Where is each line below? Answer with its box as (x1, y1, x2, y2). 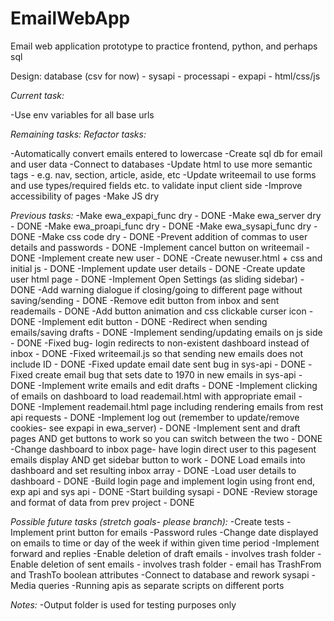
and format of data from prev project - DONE (10, 496, 195, 508)
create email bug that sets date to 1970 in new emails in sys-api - (34, 368, 303, 381)
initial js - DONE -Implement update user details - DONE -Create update (10, 262, 306, 274)
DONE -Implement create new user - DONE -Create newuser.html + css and (10, 252, 323, 264)
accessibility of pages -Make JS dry (10, 190, 160, 202)
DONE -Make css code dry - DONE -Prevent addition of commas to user (10, 230, 308, 242)
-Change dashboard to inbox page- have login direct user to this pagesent (10, 443, 317, 455)
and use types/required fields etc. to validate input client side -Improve (10, 179, 303, 191)
